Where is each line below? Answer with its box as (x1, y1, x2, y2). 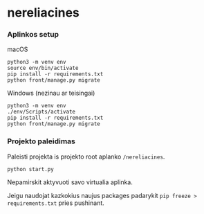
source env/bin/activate (7, 64, 79, 72)
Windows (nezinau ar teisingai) (7, 89, 95, 98)
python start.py (7, 166, 54, 172)
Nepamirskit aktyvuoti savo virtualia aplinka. (7, 178, 133, 186)
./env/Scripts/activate (7, 109, 76, 116)
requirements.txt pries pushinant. (7, 199, 105, 207)
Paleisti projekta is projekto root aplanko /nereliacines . (7, 152, 165, 161)
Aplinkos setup (7, 30, 59, 39)
